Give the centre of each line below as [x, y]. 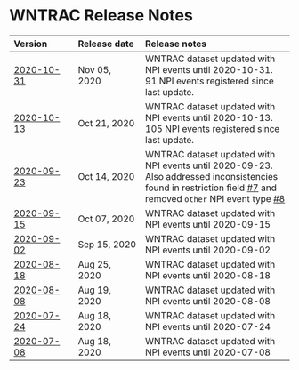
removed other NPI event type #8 [215, 198]
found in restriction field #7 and [211, 188]
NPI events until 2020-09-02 [208, 250]
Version [31, 44]
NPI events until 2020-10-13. [209, 117]
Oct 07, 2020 [106, 219]
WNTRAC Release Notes [101, 16]
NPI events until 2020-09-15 [208, 224]
